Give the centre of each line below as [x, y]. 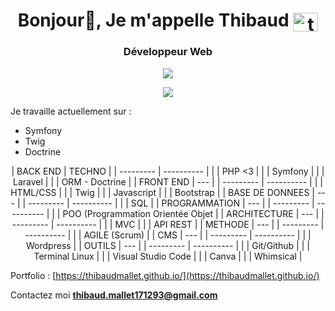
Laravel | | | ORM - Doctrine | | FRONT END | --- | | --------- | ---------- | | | [168, 181]
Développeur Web [168, 52]
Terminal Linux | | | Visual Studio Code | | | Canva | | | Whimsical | [168, 256]
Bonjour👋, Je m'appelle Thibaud [153, 20]
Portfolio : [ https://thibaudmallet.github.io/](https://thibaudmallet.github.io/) [165, 275]
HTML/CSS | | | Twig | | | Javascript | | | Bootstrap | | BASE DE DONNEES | [162, 192]
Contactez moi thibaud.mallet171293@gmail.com [114, 295]
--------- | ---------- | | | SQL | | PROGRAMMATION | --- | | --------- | [171, 203]
